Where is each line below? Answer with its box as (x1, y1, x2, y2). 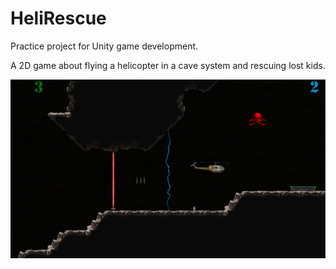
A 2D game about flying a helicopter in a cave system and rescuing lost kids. (10, 59, 326, 71)
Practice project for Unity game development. (10, 40, 199, 52)
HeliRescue (10, 7, 107, 30)
